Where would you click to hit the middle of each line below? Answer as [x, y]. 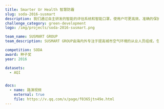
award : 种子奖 [18, 54]
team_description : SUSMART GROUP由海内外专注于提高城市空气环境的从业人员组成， [81, 41]
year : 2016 [16, 59]
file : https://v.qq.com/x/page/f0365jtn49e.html [64, 99]
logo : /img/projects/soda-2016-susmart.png [50, 28]
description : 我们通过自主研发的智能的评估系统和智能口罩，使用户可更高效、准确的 [79, 19]
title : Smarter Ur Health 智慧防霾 [40, 10]
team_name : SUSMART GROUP [31, 37]
